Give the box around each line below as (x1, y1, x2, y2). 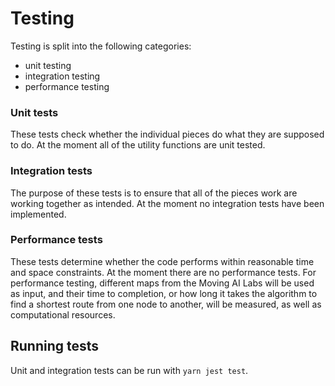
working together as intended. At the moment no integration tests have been (10, 197, 325, 209)
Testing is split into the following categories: (10, 40, 192, 52)
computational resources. (10, 308, 116, 321)
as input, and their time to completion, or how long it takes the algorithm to (10, 287, 318, 299)
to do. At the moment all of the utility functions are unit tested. (10, 139, 266, 151)
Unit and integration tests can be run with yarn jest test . (10, 364, 249, 376)
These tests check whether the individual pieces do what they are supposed (10, 128, 325, 141)
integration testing (24, 70, 101, 82)
